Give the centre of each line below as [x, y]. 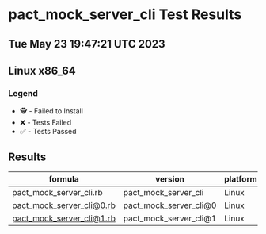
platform [241, 179]
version [170, 179]
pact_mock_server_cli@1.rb [64, 218]
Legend [23, 93]
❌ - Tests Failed [46, 123]
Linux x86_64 [42, 70]
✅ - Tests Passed [48, 132]
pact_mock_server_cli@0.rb [64, 205]
